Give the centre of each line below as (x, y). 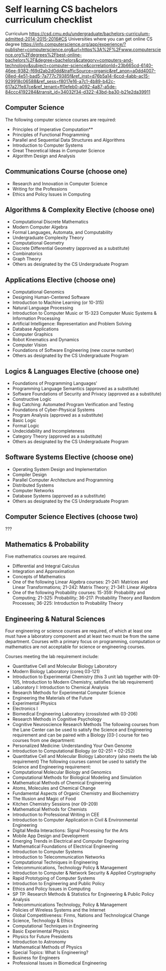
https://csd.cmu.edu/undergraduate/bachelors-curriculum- (90, 33)
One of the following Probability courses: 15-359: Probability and (79, 593)
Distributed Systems (33, 485)
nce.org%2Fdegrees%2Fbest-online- (43, 55)
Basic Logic (24, 420)
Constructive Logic (32, 399)
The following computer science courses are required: (61, 120)
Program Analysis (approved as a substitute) (58, 415)
